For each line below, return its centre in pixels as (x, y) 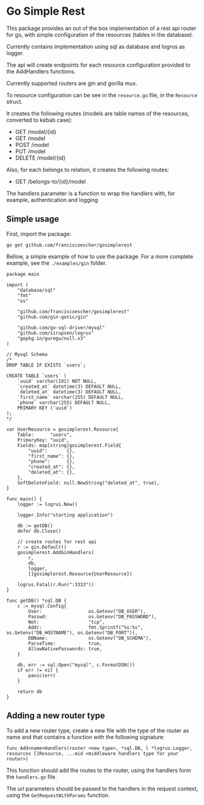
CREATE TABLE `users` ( (37, 376)
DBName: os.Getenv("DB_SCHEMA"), (90, 638)
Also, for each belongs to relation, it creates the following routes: (88, 169)
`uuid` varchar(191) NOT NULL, (57, 381)
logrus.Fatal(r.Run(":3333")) (56, 584)
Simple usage (33, 219)
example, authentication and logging (52, 199)
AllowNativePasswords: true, (65, 649)
